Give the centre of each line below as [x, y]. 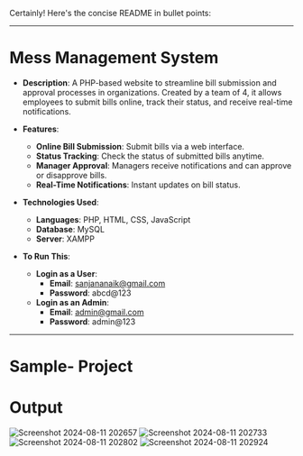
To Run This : [46, 256]
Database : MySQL [70, 229]
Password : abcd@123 [90, 293]
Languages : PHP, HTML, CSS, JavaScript [113, 219]
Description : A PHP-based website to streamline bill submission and [149, 82]
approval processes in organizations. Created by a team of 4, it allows [152, 92]
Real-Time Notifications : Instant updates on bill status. [138, 185]
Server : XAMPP [65, 239]
